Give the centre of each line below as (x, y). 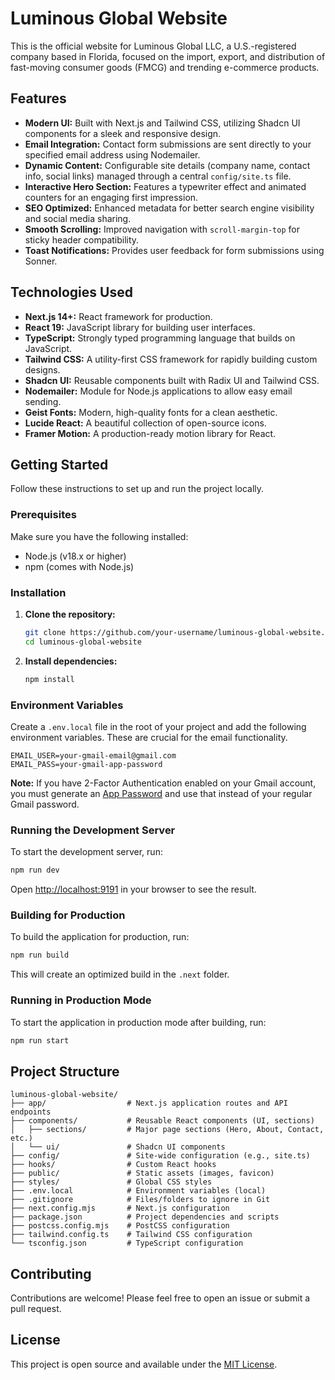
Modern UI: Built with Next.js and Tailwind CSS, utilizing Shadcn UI (162, 123)
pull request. (36, 1309)
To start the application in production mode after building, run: (138, 1022)
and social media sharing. (78, 218)
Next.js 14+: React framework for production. (118, 316)
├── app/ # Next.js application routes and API (149, 1103)
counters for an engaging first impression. (111, 197)
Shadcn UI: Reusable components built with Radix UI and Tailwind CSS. (172, 380)
